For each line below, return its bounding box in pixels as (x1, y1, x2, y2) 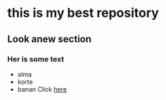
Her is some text (7, 54, 65, 64)
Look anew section (7, 33, 92, 45)
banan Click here (17, 85, 67, 93)
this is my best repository (7, 5, 160, 21)
